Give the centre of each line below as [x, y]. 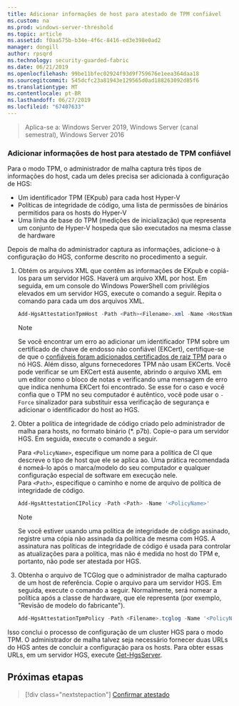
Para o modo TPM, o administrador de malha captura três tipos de [105, 169]
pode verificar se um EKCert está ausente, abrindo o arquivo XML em [120, 372]
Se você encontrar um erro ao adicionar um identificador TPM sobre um [123, 342]
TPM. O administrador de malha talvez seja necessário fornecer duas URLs [118, 640]
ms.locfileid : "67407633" [46, 107]
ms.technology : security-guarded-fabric [68, 61]
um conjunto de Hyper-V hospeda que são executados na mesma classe [124, 228]
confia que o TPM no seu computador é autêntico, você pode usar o [118, 395]
